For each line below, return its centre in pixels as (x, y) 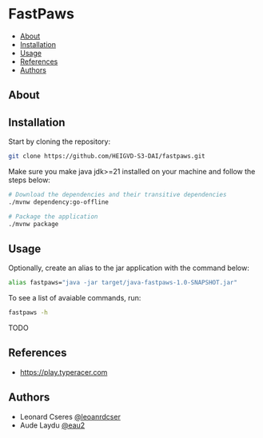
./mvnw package (34, 224)
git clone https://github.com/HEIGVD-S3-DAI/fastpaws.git (107, 157)
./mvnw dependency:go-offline (59, 202)
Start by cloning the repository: (59, 141)
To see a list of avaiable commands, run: (75, 298)
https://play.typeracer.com (64, 372)
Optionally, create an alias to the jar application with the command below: (129, 268)
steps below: (29, 180)
